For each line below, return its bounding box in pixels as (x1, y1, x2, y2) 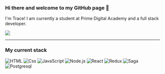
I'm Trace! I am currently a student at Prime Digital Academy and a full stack (5, 16, 159, 22)
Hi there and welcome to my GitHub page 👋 (5, 4, 110, 11)
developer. (5, 21, 27, 26)
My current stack (5, 47, 47, 53)
